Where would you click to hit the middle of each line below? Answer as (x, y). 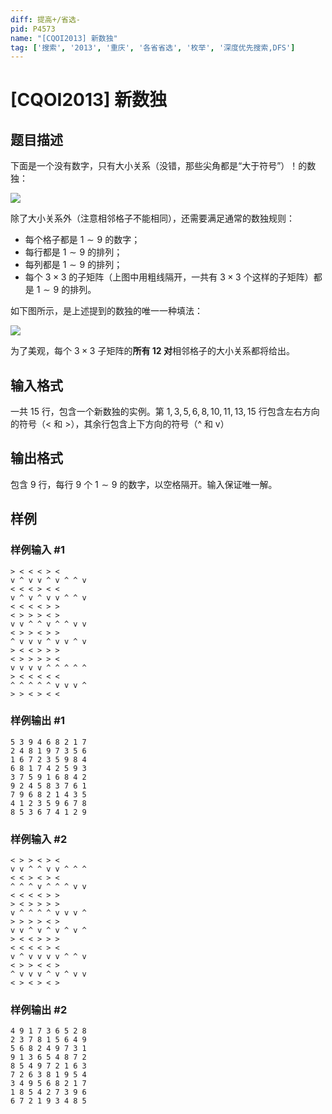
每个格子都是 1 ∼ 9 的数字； (82, 240)
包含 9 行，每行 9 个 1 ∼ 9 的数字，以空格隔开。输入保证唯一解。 (144, 484)
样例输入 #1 (37, 550)
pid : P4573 (33, 29)
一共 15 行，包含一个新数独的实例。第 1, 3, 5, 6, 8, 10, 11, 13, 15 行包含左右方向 (165, 412)
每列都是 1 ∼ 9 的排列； (73, 265)
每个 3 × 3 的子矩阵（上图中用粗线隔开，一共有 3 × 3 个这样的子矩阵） (169, 277)
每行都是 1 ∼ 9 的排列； (73, 252)
